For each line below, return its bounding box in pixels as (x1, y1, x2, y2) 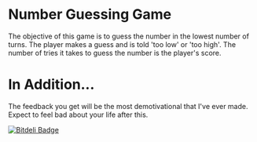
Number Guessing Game (8, 5, 172, 24)
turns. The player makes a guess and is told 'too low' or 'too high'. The (8, 39, 237, 49)
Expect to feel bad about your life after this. (8, 110, 149, 119)
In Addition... (8, 76, 95, 93)
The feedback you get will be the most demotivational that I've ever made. (8, 101, 248, 111)
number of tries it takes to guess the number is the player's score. (8, 48, 222, 57)
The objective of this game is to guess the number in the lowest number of (8, 31, 250, 41)
